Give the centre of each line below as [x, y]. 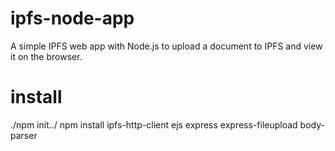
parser [24, 135]
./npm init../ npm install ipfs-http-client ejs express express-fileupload [154, 124]
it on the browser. [46, 56]
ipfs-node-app [72, 18]
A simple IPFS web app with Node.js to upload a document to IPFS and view [166, 46]
